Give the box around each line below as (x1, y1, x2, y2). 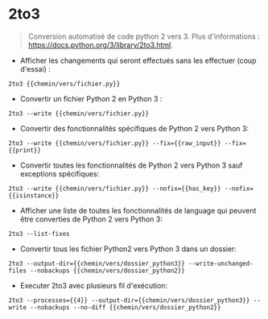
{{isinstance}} (8, 191, 60, 200)
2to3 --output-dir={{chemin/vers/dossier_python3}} (8, 259, 185, 267)
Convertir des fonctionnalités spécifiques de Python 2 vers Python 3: (19, 123, 249, 133)
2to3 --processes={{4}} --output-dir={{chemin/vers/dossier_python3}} (8, 296, 250, 304)
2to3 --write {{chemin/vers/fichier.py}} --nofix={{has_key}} (8, 184, 221, 193)
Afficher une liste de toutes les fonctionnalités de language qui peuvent (19, 205, 257, 215)
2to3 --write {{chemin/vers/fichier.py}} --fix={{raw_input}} (8, 139, 221, 147)
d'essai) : (19, 64, 51, 73)
